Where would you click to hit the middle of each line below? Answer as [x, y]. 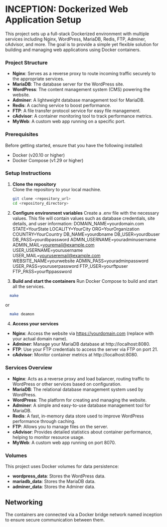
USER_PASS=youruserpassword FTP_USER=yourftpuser [70, 266]
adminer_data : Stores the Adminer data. [54, 486]
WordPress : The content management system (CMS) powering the [81, 90]
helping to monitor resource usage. [48, 437]
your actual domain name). [40, 339]
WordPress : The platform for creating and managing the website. [80, 400]
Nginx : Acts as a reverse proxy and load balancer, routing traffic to [81, 378]
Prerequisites [22, 135]
